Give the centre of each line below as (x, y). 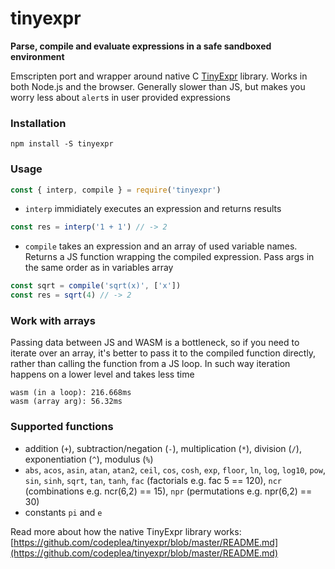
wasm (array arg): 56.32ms (66, 402)
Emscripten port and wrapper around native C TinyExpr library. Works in (159, 76)
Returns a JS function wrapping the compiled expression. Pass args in (169, 257)
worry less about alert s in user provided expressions (120, 97)
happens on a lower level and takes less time (102, 374)
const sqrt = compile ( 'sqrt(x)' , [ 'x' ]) (96, 286)
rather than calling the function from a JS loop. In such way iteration (150, 364)
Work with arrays (53, 320)
